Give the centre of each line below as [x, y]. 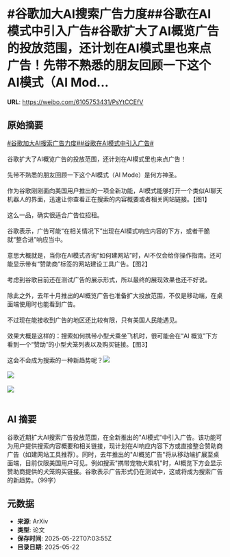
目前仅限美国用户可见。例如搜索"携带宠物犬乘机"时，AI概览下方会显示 [124, 462]
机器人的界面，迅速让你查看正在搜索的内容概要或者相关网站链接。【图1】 [109, 199]
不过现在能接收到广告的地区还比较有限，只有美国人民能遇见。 [94, 320]
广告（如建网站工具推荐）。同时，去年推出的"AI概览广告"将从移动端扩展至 [110, 454]
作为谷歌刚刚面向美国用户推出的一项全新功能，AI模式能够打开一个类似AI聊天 [115, 190]
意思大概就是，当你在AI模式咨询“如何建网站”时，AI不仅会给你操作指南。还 [112, 255]
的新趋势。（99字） [34, 480]
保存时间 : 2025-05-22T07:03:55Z [64, 539]
